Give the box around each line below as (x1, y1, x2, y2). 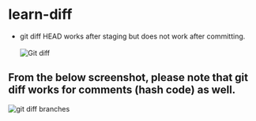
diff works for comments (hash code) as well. (8, 83, 236, 97)
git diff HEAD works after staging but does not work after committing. (19, 31, 246, 41)
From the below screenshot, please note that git (8, 71, 249, 84)
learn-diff (8, 5, 73, 24)
